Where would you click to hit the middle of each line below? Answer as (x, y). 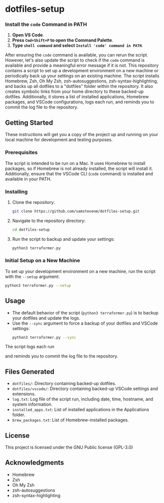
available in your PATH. (28, 179)
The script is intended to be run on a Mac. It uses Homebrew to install (75, 163)
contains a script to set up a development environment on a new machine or (82, 71)
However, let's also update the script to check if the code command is (75, 60)
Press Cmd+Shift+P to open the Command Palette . (63, 40)
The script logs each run (30, 347)
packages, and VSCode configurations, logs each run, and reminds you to (80, 102)
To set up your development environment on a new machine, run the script (80, 271)
